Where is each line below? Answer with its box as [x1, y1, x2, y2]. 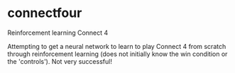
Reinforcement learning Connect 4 [7, 28, 109, 37]
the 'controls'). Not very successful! [7, 57, 112, 65]
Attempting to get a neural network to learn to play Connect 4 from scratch [7, 42, 226, 50]
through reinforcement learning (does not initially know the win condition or [7, 50, 228, 58]
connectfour [7, 5, 82, 21]
